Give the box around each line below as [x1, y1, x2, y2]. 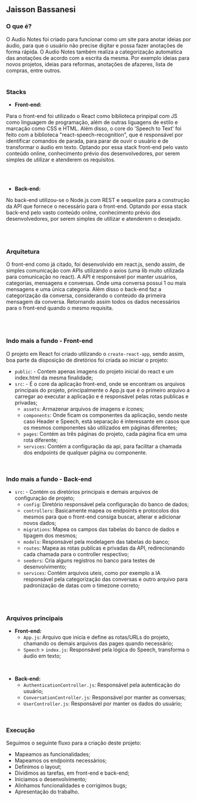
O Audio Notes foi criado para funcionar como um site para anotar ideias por [6, 35, 191, 43]
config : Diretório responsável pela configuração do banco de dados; [23, 500, 189, 507]
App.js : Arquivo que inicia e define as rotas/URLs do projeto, [23, 634, 170, 641]
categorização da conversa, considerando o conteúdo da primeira [6, 292, 166, 299]
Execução [6, 726, 35, 735]
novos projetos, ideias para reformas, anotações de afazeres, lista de [6, 60, 174, 68]
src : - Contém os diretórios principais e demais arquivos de [14, 488, 158, 495]
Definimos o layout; [14, 763, 62, 770]
